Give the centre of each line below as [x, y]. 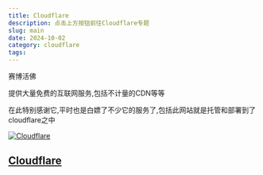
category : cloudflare [44, 45]
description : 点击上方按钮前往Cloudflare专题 [79, 23]
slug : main [26, 30]
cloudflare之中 [32, 120]
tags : [17, 52]
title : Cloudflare [39, 16]
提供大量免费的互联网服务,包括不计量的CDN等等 [87, 93]
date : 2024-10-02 [37, 38]
